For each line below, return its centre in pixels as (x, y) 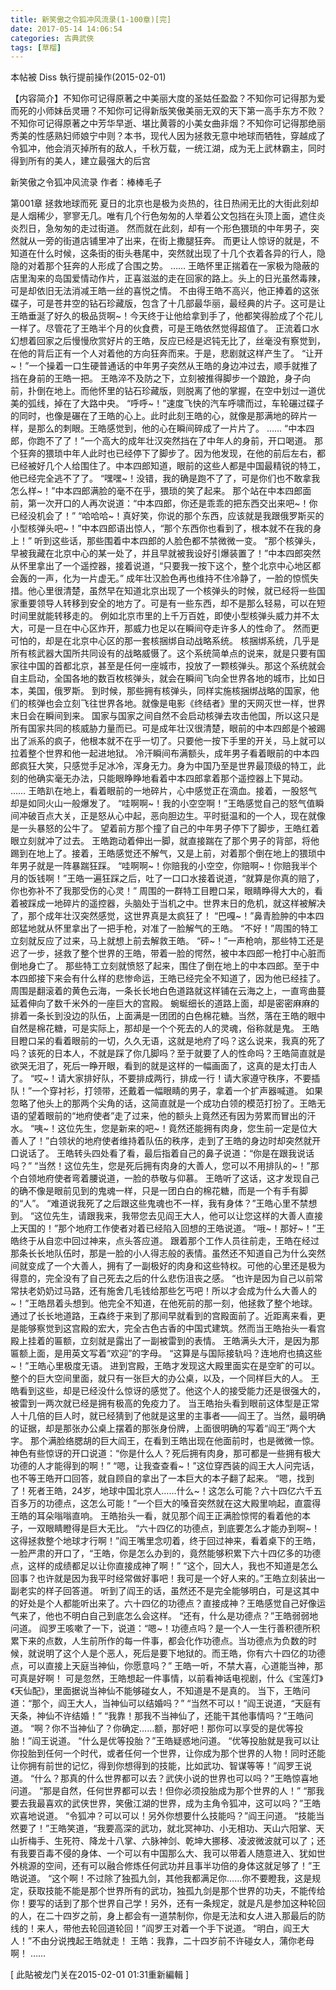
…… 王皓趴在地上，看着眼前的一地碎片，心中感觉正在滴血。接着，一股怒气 (164, 791)
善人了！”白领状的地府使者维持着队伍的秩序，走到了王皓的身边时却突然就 (161, 1141)
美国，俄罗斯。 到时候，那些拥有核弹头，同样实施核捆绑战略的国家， (169, 691)
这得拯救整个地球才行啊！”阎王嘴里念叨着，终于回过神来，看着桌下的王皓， (166, 1541)
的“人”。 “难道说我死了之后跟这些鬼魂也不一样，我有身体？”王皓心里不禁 (159, 1203)
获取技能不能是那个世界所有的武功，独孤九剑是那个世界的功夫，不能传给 (176, 1891)
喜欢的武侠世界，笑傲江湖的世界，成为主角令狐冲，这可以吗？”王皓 (183, 1803)
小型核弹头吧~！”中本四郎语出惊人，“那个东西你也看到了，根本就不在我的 (161, 528)
